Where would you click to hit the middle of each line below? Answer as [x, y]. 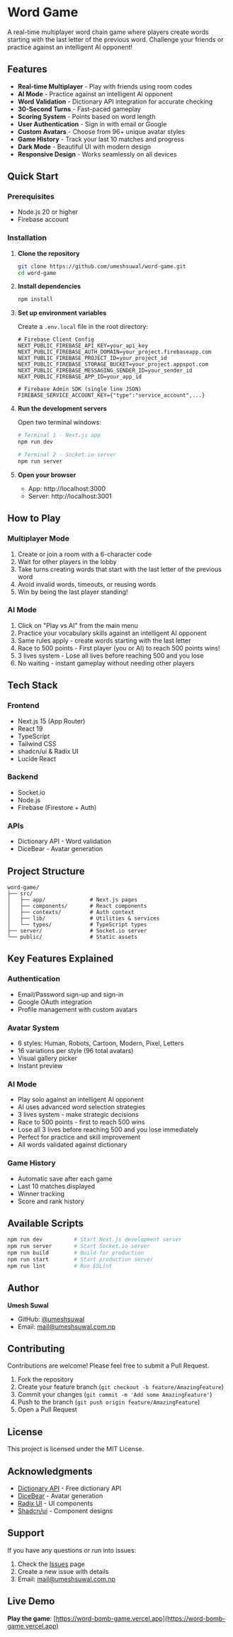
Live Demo [31, 1601]
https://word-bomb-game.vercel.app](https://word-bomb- [141, 1618]
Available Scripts [45, 1223]
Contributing [36, 1348]
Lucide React [37, 758]
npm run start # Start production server [80, 1259]
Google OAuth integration [55, 1002]
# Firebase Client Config [56, 340]
